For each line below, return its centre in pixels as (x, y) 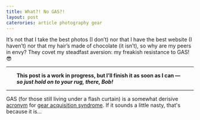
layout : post (22, 17)
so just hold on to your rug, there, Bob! (65, 82)
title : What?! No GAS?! (36, 12)
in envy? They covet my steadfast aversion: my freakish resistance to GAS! (98, 52)
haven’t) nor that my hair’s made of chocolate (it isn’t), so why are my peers (99, 46)
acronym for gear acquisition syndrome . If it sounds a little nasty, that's (93, 105)
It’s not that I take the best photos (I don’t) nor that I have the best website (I (99, 40)
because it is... (24, 112)
